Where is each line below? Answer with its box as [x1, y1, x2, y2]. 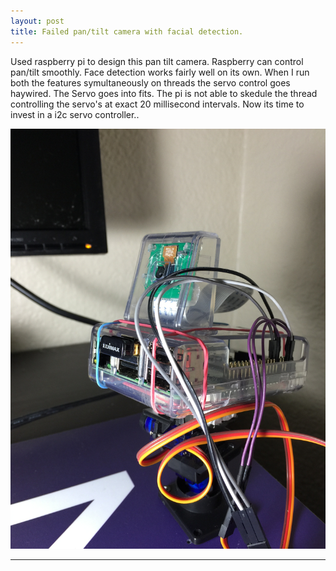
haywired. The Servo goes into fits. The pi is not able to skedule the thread [10, 87, 318, 99]
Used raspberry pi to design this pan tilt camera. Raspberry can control [10, 55, 304, 67]
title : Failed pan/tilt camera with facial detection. [10, 26, 244, 37]
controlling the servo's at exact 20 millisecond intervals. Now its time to [10, 98, 305, 110]
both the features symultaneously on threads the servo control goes [10, 76, 291, 89]
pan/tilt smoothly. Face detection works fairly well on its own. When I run [10, 66, 310, 78]
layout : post [10, 16, 65, 26]
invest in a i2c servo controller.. [10, 108, 140, 120]
